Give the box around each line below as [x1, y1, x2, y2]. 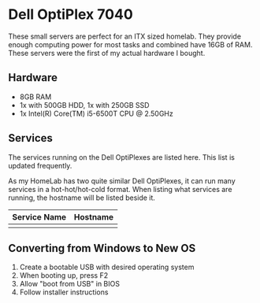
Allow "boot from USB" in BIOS [19, 279, 121, 289]
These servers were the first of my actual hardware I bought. [8, 48, 206, 57]
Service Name [12, 211, 67, 222]
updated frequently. [8, 161, 72, 170]
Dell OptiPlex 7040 [8, 6, 134, 24]
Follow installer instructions [19, 287, 109, 297]
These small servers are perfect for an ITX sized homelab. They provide [8, 31, 242, 41]
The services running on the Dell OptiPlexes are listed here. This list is [8, 152, 235, 162]
